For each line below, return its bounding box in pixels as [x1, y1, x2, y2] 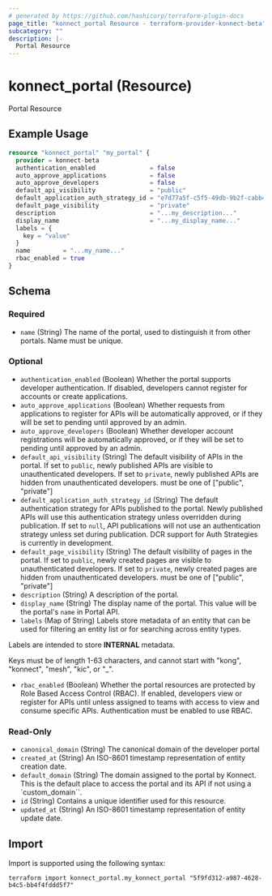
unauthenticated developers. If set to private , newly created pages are [19, 564, 257, 573]
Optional [8, 356, 43, 367]
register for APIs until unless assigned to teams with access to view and [19, 697, 260, 706]
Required [8, 309, 45, 320]
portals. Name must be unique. [19, 336, 124, 345]
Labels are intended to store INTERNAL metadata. [8, 640, 176, 649]
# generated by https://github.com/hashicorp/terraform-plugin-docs [8, 11, 244, 20]
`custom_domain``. [19, 787, 83, 797]
